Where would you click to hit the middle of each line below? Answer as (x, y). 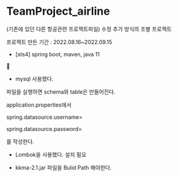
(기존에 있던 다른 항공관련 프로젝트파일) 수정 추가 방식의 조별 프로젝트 (89, 29)
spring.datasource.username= (45, 117)
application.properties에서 (39, 105)
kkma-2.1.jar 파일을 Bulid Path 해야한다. (63, 167)
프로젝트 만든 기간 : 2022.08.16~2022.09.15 (59, 42)
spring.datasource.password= (44, 129)
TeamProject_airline (58, 11)
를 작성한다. (20, 141)
